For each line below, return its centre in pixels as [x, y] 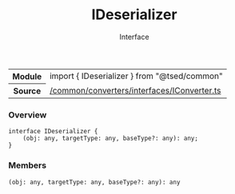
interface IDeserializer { [53, 132]
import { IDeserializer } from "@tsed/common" [136, 76]
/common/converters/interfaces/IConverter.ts [135, 90]
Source [27, 91]
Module [27, 76]
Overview [28, 115]
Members [27, 165]
